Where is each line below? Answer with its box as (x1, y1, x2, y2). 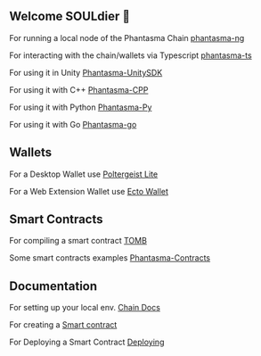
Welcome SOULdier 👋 (9, 9, 131, 24)
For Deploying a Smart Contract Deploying (9, 336, 165, 348)
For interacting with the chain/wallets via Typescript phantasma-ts (9, 50, 252, 61)
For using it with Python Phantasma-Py (9, 102, 152, 112)
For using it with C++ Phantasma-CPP (9, 84, 149, 95)
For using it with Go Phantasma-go (9, 119, 137, 129)
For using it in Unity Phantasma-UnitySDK (9, 67, 163, 78)
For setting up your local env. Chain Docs (9, 302, 160, 313)
